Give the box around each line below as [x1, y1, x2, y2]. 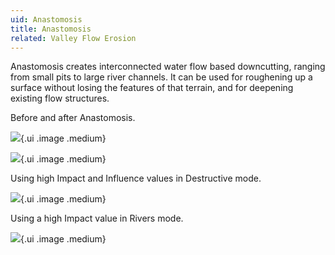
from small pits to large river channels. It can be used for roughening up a [10, 71, 313, 83]
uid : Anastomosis [10, 14, 83, 25]
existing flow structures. [10, 92, 110, 105]
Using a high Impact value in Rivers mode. [10, 212, 184, 225]
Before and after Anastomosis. [10, 112, 136, 124]
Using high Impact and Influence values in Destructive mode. [10, 172, 262, 185]
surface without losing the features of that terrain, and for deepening [10, 82, 294, 94]
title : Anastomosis [10, 24, 92, 34]
